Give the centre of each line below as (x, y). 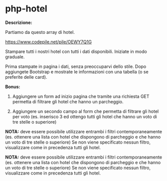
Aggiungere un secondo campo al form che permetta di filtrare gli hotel (85, 111)
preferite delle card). (26, 77)
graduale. (15, 57)
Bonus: (13, 87)
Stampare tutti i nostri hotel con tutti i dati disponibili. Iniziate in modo (76, 51)
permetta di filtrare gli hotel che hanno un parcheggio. (68, 101)
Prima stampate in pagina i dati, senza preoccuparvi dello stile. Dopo (76, 66)
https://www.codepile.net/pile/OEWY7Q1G (49, 42)
